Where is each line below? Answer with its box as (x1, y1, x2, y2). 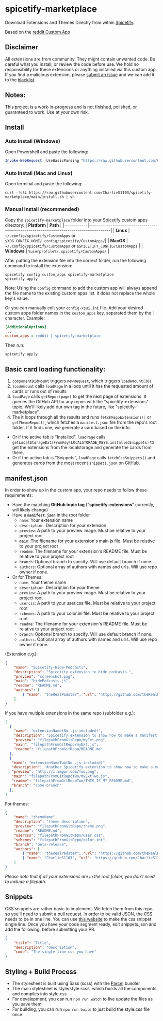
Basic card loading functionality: (5, 365, 106, 373)
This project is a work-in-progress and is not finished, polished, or (5, 104, 137, 110)
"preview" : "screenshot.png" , (14, 674, 75, 679)
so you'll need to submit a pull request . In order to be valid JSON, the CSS (5, 911, 153, 917)
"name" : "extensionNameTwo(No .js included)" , (11, 760, 108, 765)
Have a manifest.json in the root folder (12, 512, 90, 518)
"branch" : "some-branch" (11, 783, 62, 788)
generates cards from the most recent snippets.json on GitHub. (12, 460, 140, 466)
